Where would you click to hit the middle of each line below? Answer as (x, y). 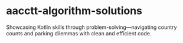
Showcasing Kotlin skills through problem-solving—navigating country (91, 27)
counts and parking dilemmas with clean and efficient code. (79, 33)
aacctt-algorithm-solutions (74, 11)
